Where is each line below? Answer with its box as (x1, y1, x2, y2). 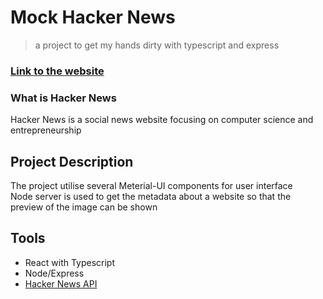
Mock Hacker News (10, 6, 176, 29)
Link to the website (10, 64, 105, 78)
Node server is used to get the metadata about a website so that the (10, 190, 292, 202)
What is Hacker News (10, 91, 117, 105)
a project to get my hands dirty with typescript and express (34, 39, 280, 51)
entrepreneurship (10, 124, 82, 136)
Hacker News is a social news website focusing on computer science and (10, 114, 314, 126)
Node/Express (24, 267, 85, 279)
